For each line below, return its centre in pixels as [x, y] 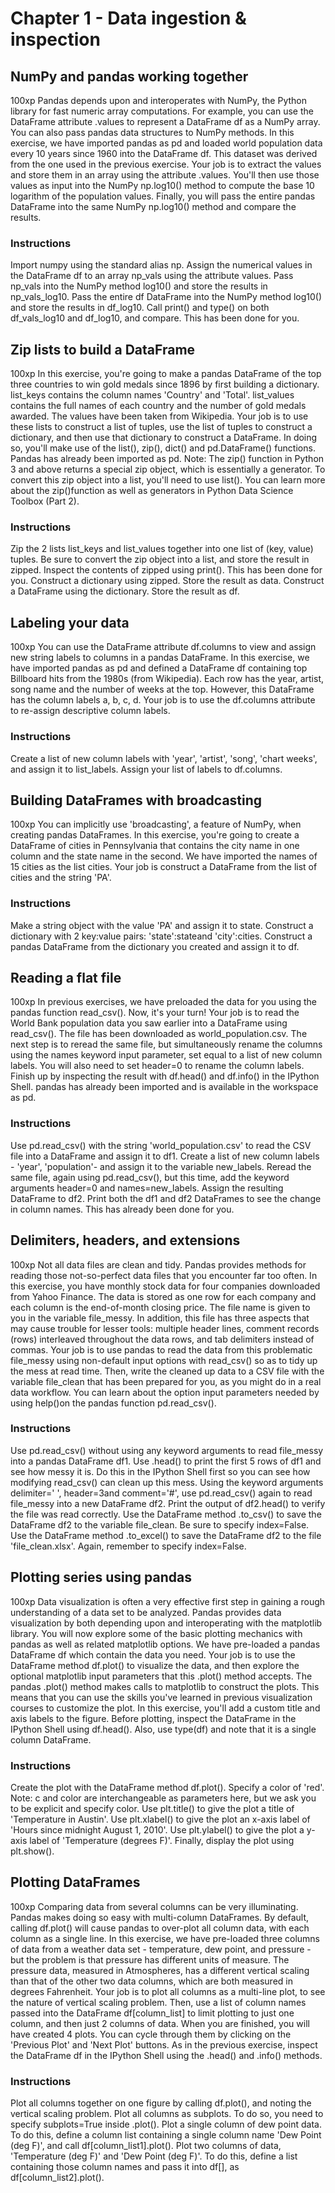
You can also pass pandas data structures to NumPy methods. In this [152, 132]
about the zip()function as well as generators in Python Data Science [152, 491]
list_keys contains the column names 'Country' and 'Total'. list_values [152, 395]
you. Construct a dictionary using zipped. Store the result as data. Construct [167, 581]
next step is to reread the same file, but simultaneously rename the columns [166, 1044]
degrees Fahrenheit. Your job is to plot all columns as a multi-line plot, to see [168, 1991]
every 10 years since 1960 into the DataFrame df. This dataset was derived [164, 153]
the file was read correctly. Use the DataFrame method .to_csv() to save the [166, 1514]
